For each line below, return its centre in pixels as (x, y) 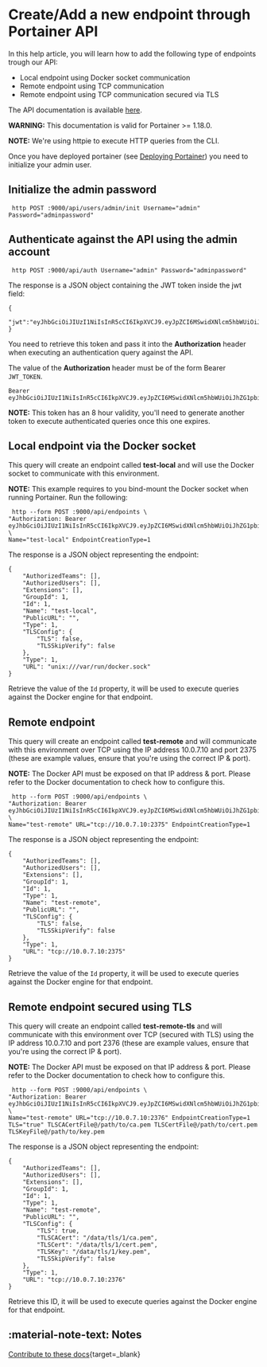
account (29, 252)
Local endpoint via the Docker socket (102, 446)
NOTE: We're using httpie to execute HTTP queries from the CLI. (114, 140)
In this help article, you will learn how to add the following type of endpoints (132, 53)
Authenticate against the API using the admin (123, 239)
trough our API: (33, 62)
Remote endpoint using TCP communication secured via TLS (119, 94)
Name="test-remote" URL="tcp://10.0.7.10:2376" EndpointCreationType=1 (129, 1118)
